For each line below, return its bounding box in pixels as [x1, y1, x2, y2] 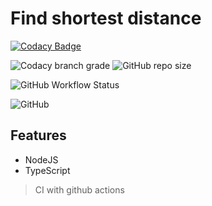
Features [10, 127, 67, 144]
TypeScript [24, 164, 71, 176]
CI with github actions [34, 183, 125, 196]
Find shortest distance [10, 7, 202, 30]
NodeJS [24, 153, 59, 166]
